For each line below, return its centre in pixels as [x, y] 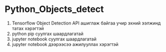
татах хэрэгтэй [28, 28]
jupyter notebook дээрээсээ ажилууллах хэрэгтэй [65, 44]
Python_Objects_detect [54, 9]
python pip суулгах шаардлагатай [47, 33]
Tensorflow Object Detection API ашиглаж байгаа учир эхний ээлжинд [86, 23]
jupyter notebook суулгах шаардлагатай [54, 39]
